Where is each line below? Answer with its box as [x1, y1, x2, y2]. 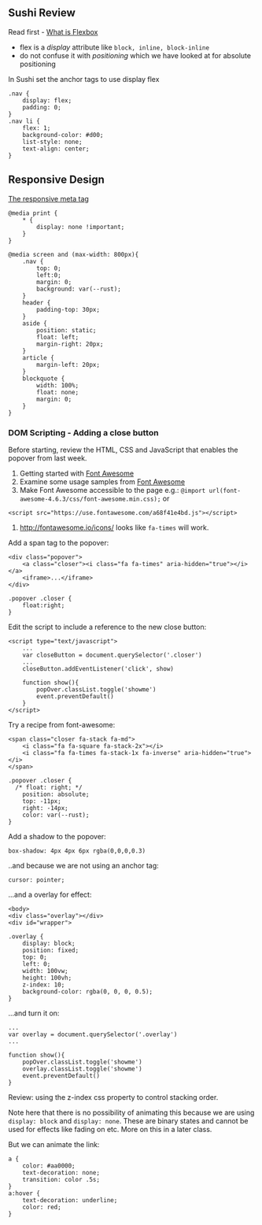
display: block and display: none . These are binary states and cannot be [8, 1116, 249, 1125]
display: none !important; [36, 223, 125, 231]
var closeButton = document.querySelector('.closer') [22, 651, 202, 659]
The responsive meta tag [8, 194, 89, 203]
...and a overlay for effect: [8, 890, 92, 899]
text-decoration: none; [22, 1168, 101, 1176]
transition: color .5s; [22, 1175, 101, 1183]
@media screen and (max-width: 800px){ [8, 250, 139, 258]
